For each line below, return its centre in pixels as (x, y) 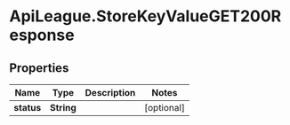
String (63, 108)
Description (110, 93)
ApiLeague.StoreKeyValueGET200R (145, 16)
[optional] (164, 108)
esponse (42, 35)
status (28, 108)
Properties (39, 68)
